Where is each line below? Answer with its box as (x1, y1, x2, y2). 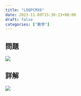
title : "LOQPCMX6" (5, 7, 44, 13)
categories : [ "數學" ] (5, 21, 50, 27)
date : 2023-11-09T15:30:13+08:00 (5, 12, 76, 17)
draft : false (5, 17, 33, 22)
